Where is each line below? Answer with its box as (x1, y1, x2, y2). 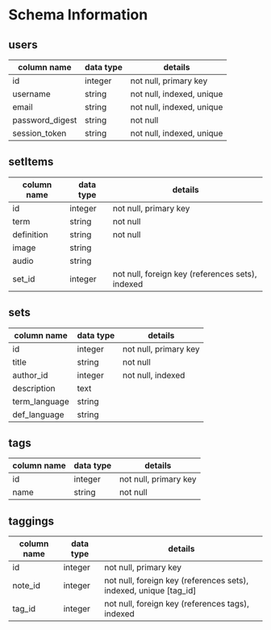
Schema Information (8, 6, 148, 24)
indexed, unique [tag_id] (104, 585, 197, 596)
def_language (12, 409, 65, 420)
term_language (12, 395, 70, 407)
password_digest (12, 115, 77, 126)
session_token (12, 127, 67, 139)
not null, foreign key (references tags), (104, 599, 250, 610)
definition (12, 228, 48, 240)
